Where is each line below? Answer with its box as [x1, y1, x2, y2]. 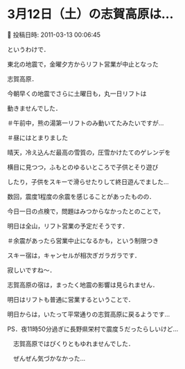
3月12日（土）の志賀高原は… [7, 6, 174, 22]
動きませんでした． [7, 104, 62, 112]
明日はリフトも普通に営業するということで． [7, 295, 135, 303]
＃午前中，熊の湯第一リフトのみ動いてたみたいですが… [7, 118, 164, 127]
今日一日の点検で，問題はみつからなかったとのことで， [7, 207, 165, 215]
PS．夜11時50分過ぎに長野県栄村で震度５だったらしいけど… [7, 325, 179, 333]
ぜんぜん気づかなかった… [12, 354, 86, 362]
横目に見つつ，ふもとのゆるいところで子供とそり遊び [7, 163, 159, 171]
